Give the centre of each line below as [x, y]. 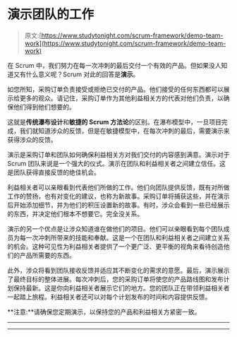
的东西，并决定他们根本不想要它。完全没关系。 [75, 213]
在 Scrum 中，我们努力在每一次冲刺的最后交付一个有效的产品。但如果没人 [114, 65]
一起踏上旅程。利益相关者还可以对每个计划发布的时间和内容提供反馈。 [109, 297]
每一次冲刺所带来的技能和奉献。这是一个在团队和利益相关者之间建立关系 [124, 237]
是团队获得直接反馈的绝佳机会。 [54, 172]
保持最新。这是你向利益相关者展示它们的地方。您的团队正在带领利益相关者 [121, 288]
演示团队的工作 [51, 14]
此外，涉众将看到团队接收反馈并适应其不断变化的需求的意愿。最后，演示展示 [119, 270]
